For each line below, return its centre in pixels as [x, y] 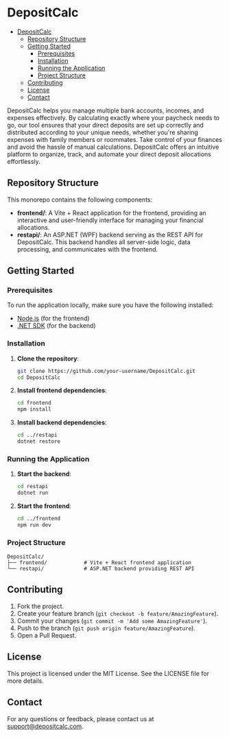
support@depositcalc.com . [45, 726]
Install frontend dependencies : [62, 390]
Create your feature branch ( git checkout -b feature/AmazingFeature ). [118, 613]
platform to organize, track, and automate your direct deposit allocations [109, 154]
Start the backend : [44, 474]
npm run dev [34, 525]
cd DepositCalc [39, 377]
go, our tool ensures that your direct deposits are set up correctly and [106, 125]
